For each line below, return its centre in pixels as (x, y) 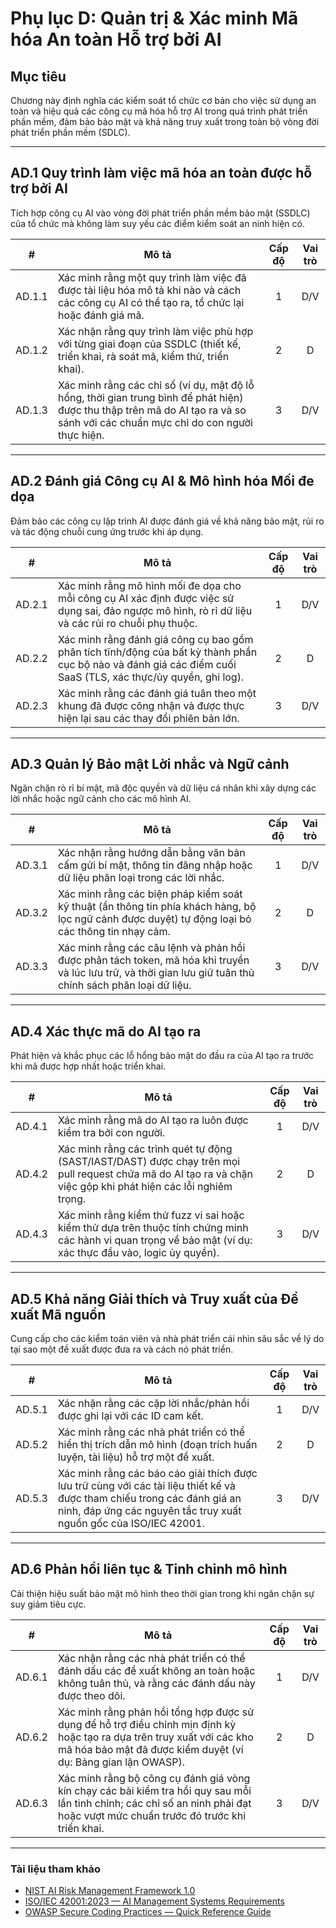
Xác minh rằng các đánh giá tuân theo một (157, 693)
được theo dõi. (91, 1695)
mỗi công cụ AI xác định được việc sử (146, 598)
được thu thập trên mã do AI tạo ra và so (152, 410)
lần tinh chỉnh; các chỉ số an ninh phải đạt (154, 1803)
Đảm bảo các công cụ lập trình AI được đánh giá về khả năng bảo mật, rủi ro (167, 521)
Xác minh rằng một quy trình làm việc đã (152, 277)
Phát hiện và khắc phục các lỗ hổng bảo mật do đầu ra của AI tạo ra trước (162, 1056)
